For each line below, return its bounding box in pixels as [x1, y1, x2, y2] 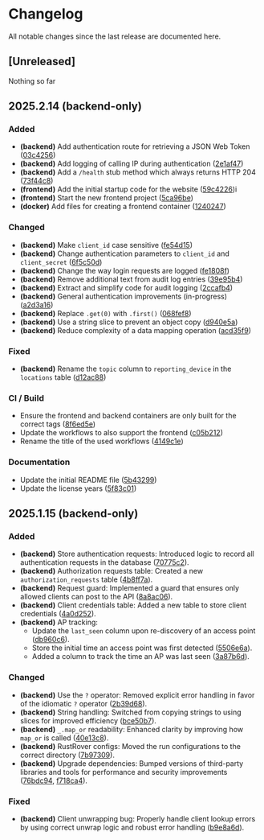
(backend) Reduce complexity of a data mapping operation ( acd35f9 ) [19, 325, 251, 335]
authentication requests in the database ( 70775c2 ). [19, 558, 190, 567]
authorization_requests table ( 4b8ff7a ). [19, 574, 153, 584]
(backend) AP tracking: [19, 617, 99, 628]
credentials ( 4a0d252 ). [19, 609, 96, 619]
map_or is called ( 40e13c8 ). [19, 733, 109, 743]
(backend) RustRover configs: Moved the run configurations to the [19, 741, 241, 751]
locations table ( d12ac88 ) [19, 373, 107, 382]
